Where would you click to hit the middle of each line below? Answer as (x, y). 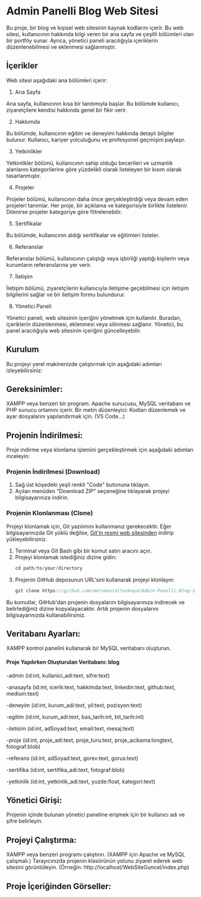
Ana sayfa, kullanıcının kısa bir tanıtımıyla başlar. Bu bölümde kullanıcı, (93, 103)
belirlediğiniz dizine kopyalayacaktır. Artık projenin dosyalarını (82, 608)
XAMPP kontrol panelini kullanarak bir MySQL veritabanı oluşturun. (88, 648)
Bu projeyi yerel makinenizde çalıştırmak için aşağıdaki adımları (84, 364)
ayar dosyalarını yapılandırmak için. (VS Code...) (65, 417)
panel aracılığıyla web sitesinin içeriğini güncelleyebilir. (74, 330)
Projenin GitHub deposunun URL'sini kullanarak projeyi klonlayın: (95, 580)
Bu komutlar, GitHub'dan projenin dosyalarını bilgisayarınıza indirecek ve (95, 602)
